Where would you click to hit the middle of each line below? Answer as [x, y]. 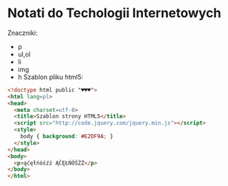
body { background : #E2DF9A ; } [67, 137]
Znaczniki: [23, 33]
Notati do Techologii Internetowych [114, 13]
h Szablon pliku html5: [50, 77]
